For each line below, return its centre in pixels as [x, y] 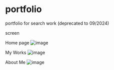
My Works [16, 52]
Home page [17, 43]
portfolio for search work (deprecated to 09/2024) [57, 23]
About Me [16, 62]
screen [13, 33]
